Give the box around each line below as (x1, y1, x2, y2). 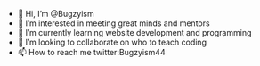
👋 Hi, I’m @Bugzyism (17, 9, 95, 19)
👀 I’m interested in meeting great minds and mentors (17, 18, 211, 29)
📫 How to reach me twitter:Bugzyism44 (17, 47, 167, 57)
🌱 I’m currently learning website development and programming (17, 28, 252, 37)
